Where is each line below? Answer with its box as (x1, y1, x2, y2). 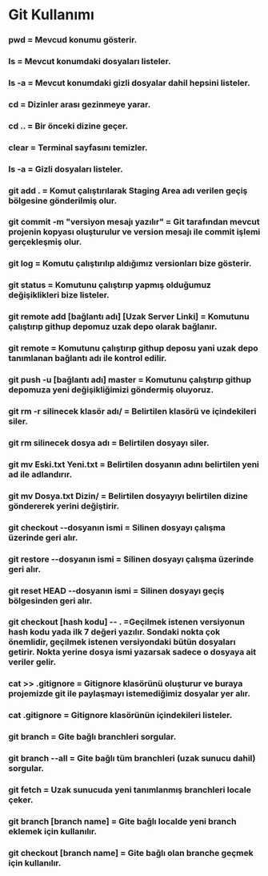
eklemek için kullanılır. (8, 826, 98, 837)
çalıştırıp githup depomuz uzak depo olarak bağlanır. (8, 321, 218, 332)
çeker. (8, 794, 34, 805)
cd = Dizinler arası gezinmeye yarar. (8, 99, 151, 110)
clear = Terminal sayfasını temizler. (8, 142, 148, 153)
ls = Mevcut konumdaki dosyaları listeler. (8, 56, 171, 67)
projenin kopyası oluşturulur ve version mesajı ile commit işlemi (8, 226, 261, 237)
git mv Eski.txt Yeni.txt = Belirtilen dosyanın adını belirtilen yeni (8, 459, 260, 470)
